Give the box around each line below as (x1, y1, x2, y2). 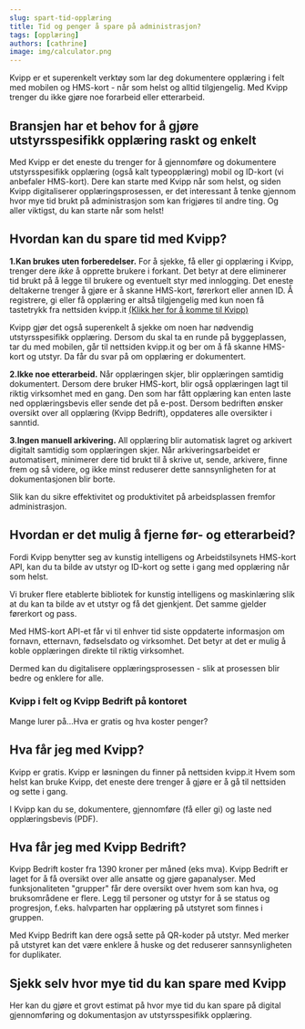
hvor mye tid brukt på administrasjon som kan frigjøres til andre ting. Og (9, 195, 280, 206)
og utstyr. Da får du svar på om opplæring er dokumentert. (25, 350, 247, 361)
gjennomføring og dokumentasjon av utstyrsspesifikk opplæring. (9, 1010, 252, 1021)
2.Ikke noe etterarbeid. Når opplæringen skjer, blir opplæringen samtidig (9, 369, 284, 379)
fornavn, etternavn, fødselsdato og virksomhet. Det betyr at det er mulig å (9, 635, 287, 646)
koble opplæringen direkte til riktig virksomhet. (9, 645, 185, 656)
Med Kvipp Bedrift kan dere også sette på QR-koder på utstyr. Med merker (9, 930, 290, 941)
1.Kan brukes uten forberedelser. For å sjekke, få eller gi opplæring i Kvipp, (9, 255, 294, 266)
